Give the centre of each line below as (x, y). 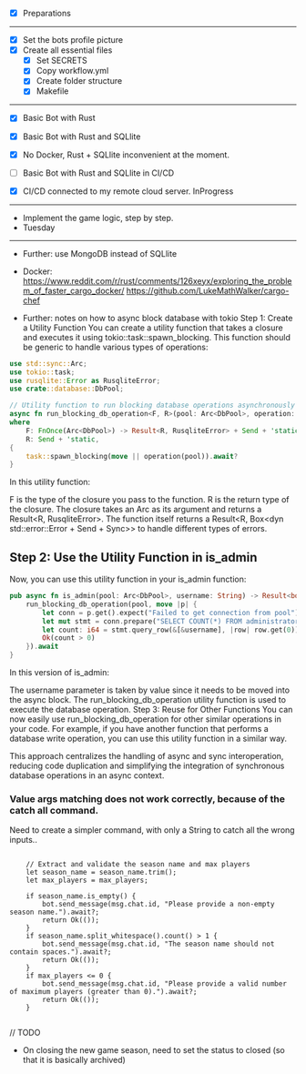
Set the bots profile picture (73, 40)
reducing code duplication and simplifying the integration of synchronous (147, 766)
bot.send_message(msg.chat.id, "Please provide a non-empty (158, 905)
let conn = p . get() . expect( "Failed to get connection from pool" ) (171, 613)
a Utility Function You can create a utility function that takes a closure (153, 328)
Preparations (46, 13)
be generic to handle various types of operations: (115, 347)
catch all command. (54, 810)
